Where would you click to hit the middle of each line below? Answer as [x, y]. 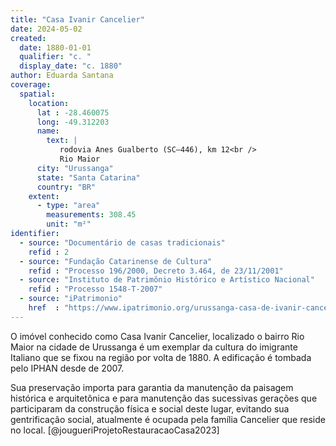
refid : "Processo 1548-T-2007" [95, 289]
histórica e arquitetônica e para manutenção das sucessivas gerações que [164, 398]
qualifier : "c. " [55, 57]
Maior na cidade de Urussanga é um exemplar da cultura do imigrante [154, 347]
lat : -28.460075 [73, 112]
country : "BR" [66, 187]
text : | [62, 141]
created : [28, 38]
